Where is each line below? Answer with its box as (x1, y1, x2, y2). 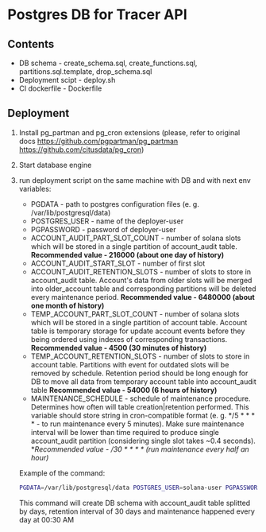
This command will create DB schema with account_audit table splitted (18, 498, 251, 507)
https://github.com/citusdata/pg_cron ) (18, 145, 145, 154)
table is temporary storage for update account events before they (30, 326, 245, 336)
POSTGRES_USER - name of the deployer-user (30, 216, 184, 226)
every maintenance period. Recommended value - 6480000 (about (30, 292, 255, 301)
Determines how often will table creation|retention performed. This (30, 402, 249, 411)
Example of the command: (18, 468, 106, 478)
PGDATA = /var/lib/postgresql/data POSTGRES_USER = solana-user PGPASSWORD (18, 483, 261, 491)
